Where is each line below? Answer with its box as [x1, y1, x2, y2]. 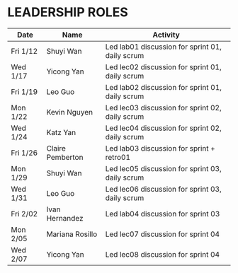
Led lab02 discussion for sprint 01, [105, 82, 222, 92]
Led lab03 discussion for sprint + [105, 143, 216, 153]
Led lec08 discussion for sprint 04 [105, 249, 220, 259]
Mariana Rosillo [46, 229, 98, 239]
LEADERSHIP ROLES [7, 4, 129, 21]
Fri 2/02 [11, 209, 38, 219]
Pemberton [46, 152, 84, 162]
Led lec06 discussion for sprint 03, [105, 184, 222, 194]
